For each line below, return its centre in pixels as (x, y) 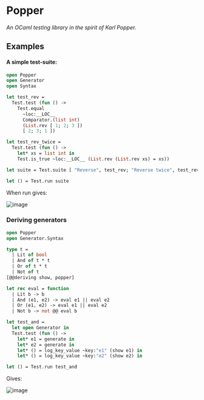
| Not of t (25, 272)
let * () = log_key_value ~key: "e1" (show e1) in (80, 350)
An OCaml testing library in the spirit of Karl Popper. (71, 27)
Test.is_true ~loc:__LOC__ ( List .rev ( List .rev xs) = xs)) (93, 159)
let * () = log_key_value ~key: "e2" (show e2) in (80, 356)
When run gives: (27, 193)
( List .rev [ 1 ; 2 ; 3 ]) (53, 125)
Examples (25, 47)
